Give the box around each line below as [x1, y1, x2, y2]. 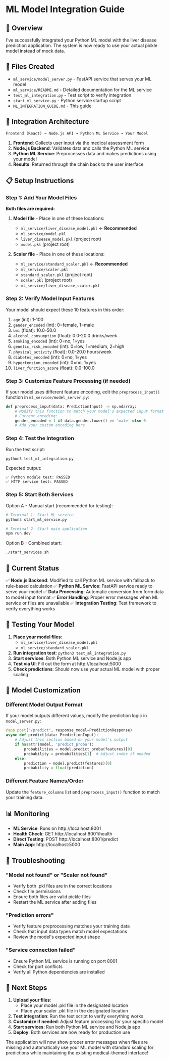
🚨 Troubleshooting [6, 856, 65, 865]
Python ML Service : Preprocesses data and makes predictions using [13, 150, 157, 156]
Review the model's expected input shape [13, 934, 100, 940]
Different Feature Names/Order [6, 777, 84, 784]
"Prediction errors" [6, 912, 54, 919]
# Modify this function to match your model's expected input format [15, 409, 164, 414]
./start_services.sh [6, 550, 49, 555]
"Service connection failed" [6, 947, 76, 954]
